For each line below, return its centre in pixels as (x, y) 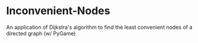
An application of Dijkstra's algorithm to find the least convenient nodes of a (99, 27)
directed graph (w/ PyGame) (41, 33)
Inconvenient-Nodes (58, 11)
